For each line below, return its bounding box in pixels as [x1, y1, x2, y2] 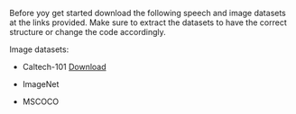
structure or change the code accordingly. [9, 27, 167, 37]
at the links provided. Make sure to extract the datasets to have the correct [9, 17, 287, 28]
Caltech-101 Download [22, 62, 106, 72]
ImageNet [22, 79, 60, 89]
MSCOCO [22, 96, 60, 107]
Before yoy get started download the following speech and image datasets [9, 8, 287, 18]
